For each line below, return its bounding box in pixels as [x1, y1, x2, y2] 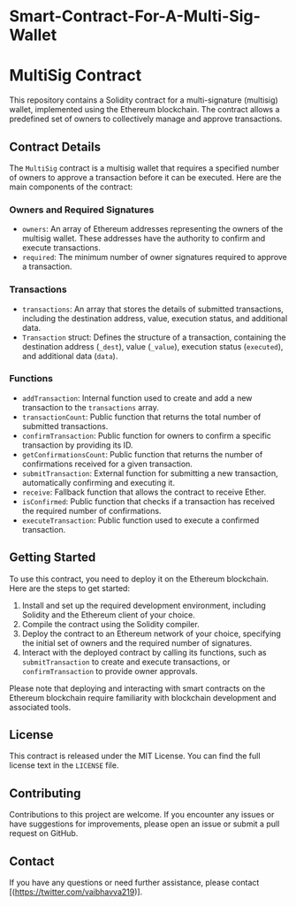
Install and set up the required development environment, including [21, 600, 267, 610]
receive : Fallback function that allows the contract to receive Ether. [21, 487, 267, 497]
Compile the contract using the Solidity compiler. [21, 618, 201, 629]
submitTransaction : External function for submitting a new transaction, [21, 467, 278, 479]
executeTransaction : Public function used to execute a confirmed [21, 515, 260, 526]
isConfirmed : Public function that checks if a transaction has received [21, 495, 276, 506]
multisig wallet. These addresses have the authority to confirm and [21, 233, 266, 244]
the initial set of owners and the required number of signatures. [21, 637, 253, 648]
